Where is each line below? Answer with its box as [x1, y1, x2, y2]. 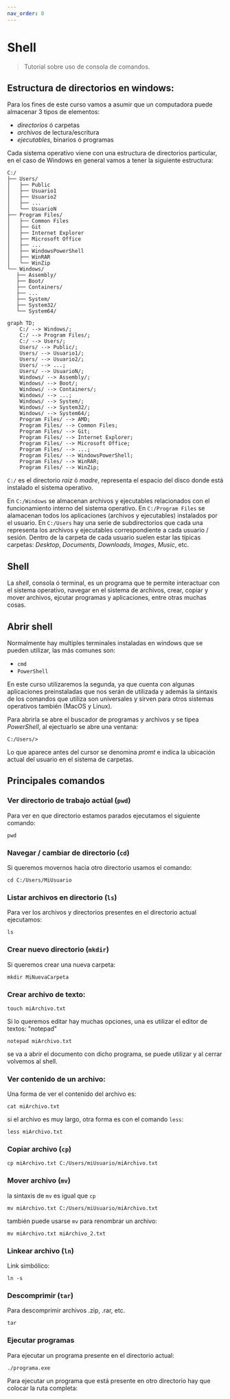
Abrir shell [7, 620, 53, 632]
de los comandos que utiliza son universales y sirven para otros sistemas [7, 695, 214, 703]
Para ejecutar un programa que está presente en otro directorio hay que [7, 1376, 211, 1385]
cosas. [7, 601, 26, 609]
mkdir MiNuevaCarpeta [7, 974, 69, 981]
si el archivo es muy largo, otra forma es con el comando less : [7, 1115, 184, 1123]
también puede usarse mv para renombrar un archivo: [7, 1217, 158, 1225]
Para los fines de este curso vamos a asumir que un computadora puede [7, 100, 213, 109]
